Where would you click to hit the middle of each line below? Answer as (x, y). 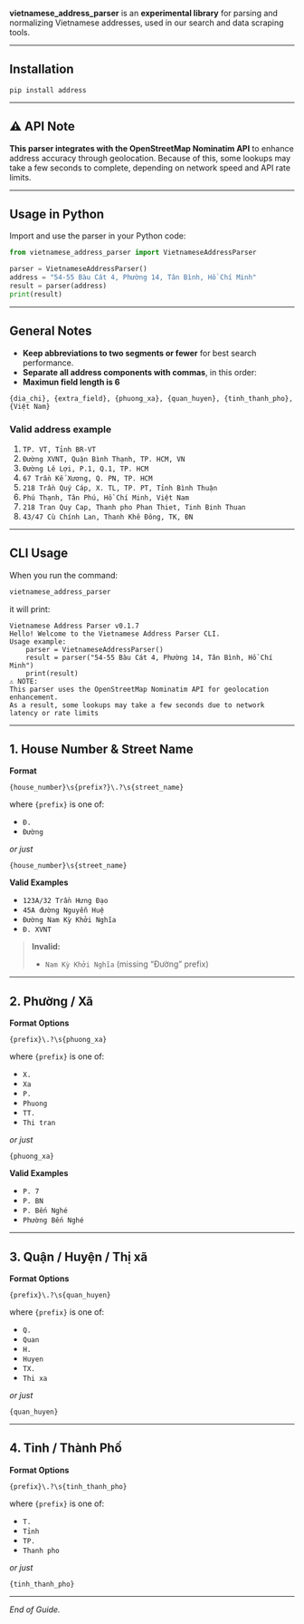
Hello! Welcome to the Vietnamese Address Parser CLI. (115, 634)
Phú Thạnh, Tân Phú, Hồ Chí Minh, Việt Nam (106, 498)
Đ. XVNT (37, 930)
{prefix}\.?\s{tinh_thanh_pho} (68, 1486)
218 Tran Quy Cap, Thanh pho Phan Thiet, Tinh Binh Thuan (134, 507)
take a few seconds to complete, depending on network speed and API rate (150, 168)
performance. (48, 363)
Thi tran (39, 1123)
